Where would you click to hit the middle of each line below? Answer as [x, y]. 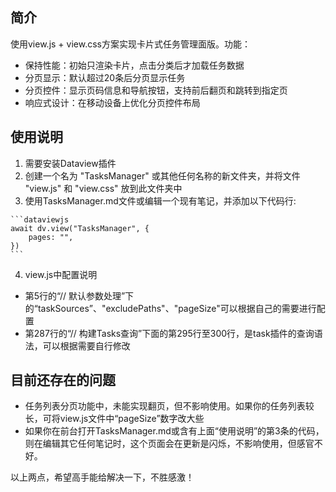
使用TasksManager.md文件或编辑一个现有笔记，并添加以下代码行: [160, 200]
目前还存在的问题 [63, 380]
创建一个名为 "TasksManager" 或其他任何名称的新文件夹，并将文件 [162, 175]
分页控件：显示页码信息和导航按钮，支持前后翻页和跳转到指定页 [156, 90]
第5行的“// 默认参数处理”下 [79, 295]
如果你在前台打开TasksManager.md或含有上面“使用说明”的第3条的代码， [174, 431]
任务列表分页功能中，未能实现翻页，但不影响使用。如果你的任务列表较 [169, 406]
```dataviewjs [40, 219]
